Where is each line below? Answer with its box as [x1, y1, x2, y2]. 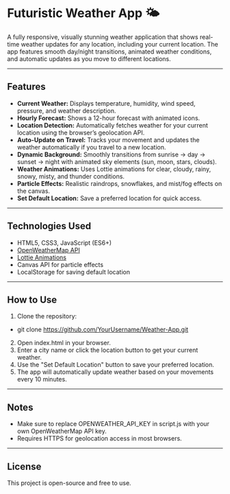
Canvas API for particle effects [16, 260, 104, 268]
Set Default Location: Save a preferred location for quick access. [16, 193, 202, 202]
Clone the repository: [16, 312, 77, 320]
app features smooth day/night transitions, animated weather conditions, [7, 47, 212, 56]
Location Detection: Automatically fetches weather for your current [16, 121, 209, 129]
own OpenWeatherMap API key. [16, 427, 107, 436]
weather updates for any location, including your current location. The [21, 40, 218, 48]
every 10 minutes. [16, 375, 67, 384]
